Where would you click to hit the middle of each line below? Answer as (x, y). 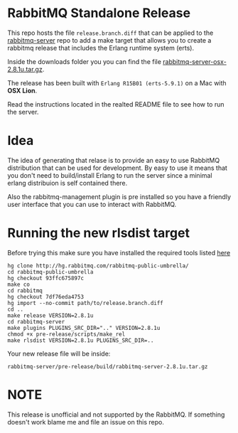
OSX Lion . (22, 90)
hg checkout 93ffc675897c (45, 278)
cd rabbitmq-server (36, 321)
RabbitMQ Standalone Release (99, 13)
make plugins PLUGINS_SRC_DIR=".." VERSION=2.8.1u (84, 328)
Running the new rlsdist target (99, 233)
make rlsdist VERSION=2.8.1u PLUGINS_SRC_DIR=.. (81, 340)
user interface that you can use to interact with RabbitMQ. (92, 204)
